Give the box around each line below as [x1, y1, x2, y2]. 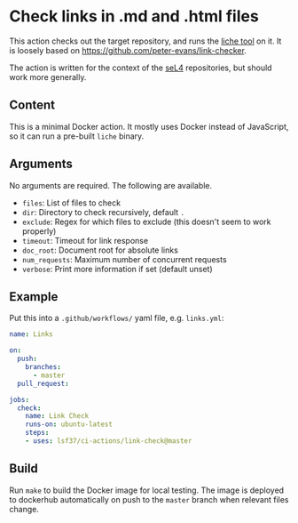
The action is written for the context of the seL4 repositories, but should [9, 62, 272, 73]
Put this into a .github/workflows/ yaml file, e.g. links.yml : [9, 313, 224, 324]
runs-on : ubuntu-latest [25, 420, 114, 429]
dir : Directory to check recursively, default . [21, 206, 184, 217]
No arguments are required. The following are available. [9, 180, 213, 190]
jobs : [9, 395, 29, 404]
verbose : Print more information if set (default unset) [21, 263, 213, 274]
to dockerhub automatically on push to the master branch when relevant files [9, 494, 289, 504]
